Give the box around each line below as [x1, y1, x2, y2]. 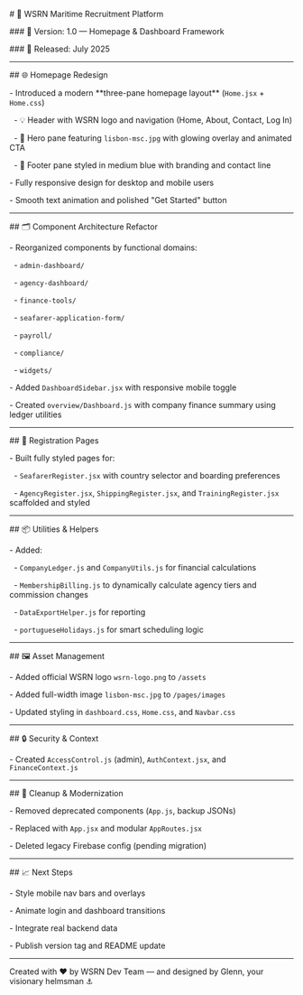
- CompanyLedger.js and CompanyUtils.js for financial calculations [13, 563, 257, 572]
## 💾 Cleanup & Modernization [9, 788, 124, 798]
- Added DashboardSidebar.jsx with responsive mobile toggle [9, 382, 237, 393]
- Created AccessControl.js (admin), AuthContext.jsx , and [9, 754, 227, 765]
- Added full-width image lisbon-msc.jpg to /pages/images [9, 689, 226, 700]
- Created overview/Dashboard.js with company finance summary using [9, 400, 277, 410]
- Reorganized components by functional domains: [9, 242, 198, 253]
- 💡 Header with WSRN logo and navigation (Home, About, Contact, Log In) [13, 115, 293, 126]
